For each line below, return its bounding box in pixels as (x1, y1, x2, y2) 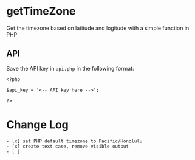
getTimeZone (6, 4, 76, 18)
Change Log (6, 117, 69, 131)
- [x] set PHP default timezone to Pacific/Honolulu (6, 138, 143, 144)
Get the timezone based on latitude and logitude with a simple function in (6, 24, 190, 32)
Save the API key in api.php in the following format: (6, 64, 135, 72)
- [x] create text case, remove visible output (6, 143, 129, 150)
